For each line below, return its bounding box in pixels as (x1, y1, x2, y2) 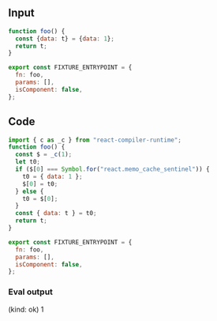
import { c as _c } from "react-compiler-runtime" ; (8, 136, 181, 144)
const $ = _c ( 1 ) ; (15, 150, 73, 159)
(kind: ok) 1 (8, 304, 44, 314)
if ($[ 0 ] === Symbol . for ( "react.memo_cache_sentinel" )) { (15, 165, 211, 173)
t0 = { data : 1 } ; (22, 172, 83, 180)
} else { (15, 187, 44, 195)
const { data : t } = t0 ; (15, 210, 97, 217)
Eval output (8, 286, 54, 297)
